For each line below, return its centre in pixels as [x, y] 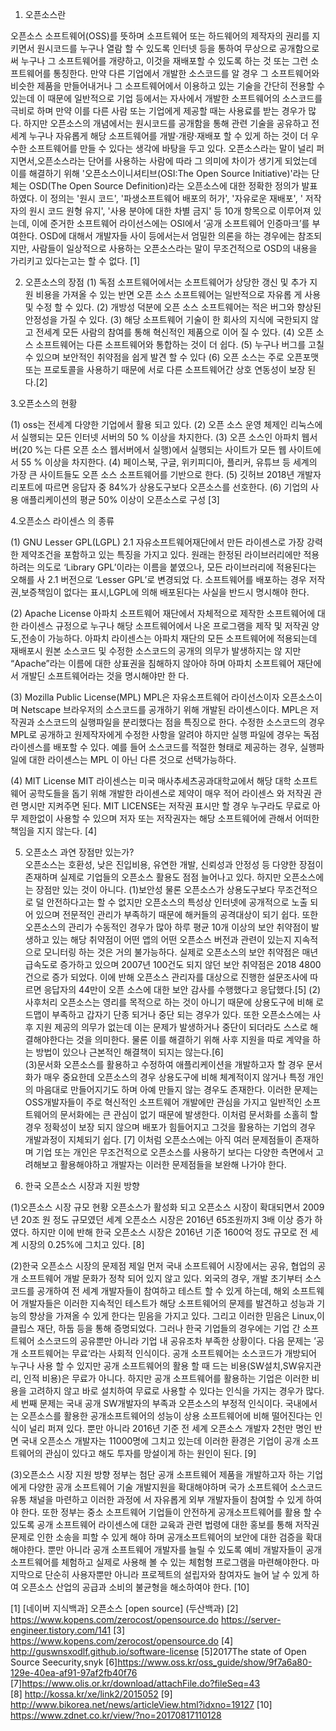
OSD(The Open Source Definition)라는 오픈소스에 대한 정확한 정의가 [164, 186]
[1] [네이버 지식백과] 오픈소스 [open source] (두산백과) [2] [124, 1608]
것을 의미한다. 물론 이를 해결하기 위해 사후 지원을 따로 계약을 [193, 1039]
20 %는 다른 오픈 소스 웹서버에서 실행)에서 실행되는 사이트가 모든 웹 [154, 449]
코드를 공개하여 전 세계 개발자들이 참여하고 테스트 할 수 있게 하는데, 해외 [150, 1291]
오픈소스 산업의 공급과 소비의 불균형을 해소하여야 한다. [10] [135, 1587]
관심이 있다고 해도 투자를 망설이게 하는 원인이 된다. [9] [150, 1453]
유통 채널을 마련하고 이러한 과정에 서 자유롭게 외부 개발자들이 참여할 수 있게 [157, 1499]
